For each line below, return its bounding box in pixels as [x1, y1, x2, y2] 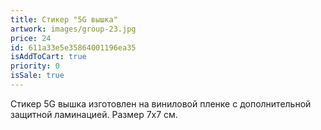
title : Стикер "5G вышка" [10, 14, 118, 25]
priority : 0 [10, 61, 60, 71]
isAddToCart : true [10, 52, 87, 62]
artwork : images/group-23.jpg [10, 24, 137, 34]
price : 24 [10, 33, 52, 43]
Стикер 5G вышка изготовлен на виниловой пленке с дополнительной [10, 97, 312, 110]
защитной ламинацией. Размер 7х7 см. [10, 108, 178, 120]
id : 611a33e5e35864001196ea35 [10, 42, 137, 53]
